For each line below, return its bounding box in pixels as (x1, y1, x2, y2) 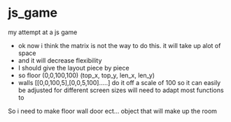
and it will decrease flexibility (17, 56, 102, 64)
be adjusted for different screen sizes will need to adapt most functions (17, 86, 224, 94)
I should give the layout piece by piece (17, 63, 129, 72)
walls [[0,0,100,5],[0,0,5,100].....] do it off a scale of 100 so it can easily (17, 78, 221, 86)
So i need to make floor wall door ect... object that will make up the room (8, 107, 218, 115)
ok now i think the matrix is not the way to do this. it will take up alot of (17, 41, 221, 49)
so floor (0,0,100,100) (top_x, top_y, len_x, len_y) (17, 71, 155, 79)
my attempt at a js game (8, 28, 78, 36)
